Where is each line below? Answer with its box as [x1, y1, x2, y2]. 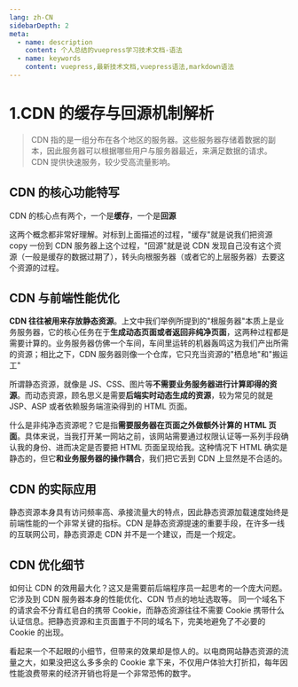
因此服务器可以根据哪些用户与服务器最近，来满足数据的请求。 [46, 145, 272, 156]
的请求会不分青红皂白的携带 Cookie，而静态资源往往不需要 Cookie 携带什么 [9, 605, 286, 616]
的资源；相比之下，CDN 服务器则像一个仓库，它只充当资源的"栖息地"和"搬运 [9, 349, 288, 360]
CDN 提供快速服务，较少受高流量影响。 [30, 156, 176, 167]
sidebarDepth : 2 [9, 21, 69, 30]
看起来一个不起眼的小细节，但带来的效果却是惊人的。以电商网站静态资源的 [9, 646, 281, 657]
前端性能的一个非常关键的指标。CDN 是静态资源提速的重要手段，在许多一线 [9, 518, 286, 528]
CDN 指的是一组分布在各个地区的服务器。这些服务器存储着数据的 [30, 134, 269, 144]
